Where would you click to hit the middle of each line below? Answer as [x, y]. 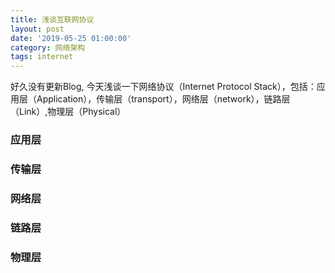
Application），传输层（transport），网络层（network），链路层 [163, 99]
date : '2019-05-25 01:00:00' [71, 38]
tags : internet [42, 57]
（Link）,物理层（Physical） [68, 112]
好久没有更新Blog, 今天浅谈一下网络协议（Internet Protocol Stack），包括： [163, 87]
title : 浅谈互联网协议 [52, 19]
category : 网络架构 [48, 47]
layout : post [37, 29]
